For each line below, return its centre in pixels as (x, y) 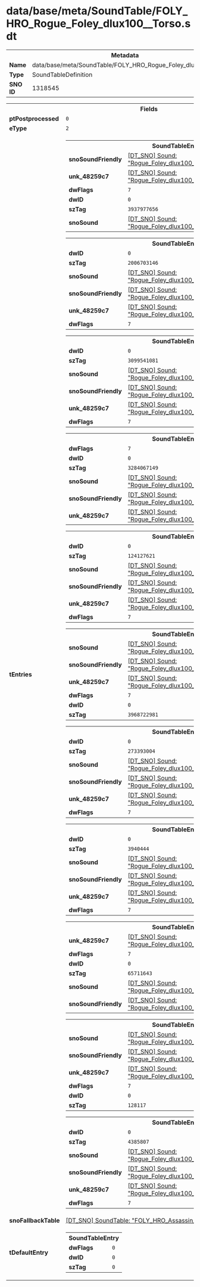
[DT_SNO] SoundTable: (98, 1220)
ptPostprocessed (34, 119)
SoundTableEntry (93, 1237)
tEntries (21, 674)
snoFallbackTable (35, 1220)
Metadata (125, 55)
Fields (149, 109)
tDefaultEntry (29, 1252)
